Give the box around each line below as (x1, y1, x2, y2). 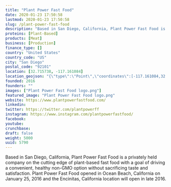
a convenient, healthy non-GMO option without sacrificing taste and (5, 165, 148, 171)
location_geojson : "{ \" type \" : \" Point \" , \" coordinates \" (5, 74, 129, 79)
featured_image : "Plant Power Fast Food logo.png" (5, 93, 115, 98)
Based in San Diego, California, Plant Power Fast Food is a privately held (5, 154, 157, 161)
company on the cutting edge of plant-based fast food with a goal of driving (5, 159, 165, 166)
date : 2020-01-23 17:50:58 (5, 12, 63, 17)
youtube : (5, 121, 24, 126)
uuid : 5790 (5, 140, 29, 145)
